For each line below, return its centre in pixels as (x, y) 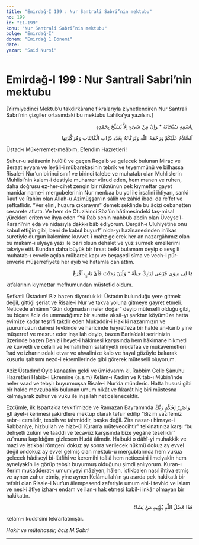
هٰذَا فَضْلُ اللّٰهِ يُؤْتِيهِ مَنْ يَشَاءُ (163, 507)
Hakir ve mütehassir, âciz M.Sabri (47, 530)
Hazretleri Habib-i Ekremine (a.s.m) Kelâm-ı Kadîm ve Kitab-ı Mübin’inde (94, 377)
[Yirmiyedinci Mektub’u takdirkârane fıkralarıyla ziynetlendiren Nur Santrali (97, 109)
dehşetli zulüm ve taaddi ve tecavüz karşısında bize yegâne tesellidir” (91, 432)
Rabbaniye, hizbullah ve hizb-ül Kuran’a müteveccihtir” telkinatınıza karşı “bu (99, 426)
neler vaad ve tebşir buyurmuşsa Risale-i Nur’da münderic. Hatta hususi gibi (99, 383)
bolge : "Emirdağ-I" (30, 34)
